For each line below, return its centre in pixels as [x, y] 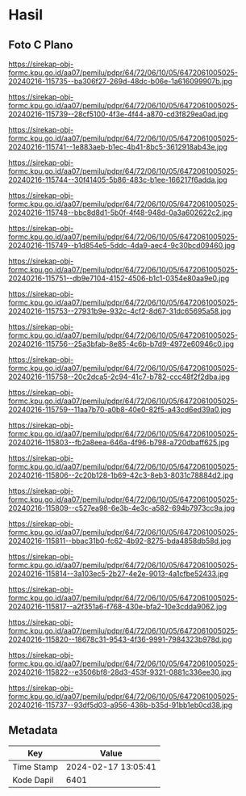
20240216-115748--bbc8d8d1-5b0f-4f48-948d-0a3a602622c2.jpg [121, 213]
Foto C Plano [41, 45]
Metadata [33, 730]
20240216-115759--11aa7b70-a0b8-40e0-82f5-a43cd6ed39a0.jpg [120, 409]
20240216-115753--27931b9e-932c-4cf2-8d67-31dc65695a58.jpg [120, 311]
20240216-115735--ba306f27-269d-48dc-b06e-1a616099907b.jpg [120, 81]
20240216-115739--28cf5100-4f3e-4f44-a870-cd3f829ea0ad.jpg [118, 114]
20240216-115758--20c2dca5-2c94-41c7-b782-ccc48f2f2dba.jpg [119, 377]
